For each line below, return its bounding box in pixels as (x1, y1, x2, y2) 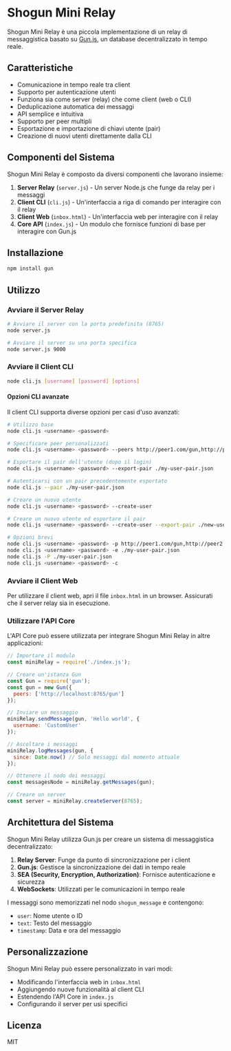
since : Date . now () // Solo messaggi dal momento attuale (13, 754, 180, 761)
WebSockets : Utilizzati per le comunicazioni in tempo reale (16, 884, 186, 893)
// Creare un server (7, 792, 67, 798)
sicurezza (16, 878, 45, 886)
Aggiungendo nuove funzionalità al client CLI (16, 985, 144, 993)
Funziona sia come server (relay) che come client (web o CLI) (16, 95, 192, 103)
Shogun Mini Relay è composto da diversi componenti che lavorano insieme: (7, 170, 223, 178)
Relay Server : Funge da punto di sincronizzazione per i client (16, 856, 190, 864)
